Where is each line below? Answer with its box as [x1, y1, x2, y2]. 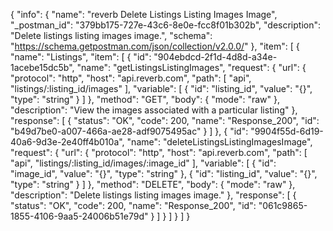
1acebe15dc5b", [10, 62, 75, 73]
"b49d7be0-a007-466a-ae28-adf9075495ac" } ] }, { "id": [10, 125, 249, 137]
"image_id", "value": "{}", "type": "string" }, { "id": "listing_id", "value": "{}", [10, 168, 318, 179]
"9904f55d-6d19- [250, 125, 324, 137]
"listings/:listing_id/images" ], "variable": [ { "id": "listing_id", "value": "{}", [10, 83, 313, 94]
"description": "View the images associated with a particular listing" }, [10, 104, 298, 116]
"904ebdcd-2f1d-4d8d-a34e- [153, 51, 278, 63]
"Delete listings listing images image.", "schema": [10, 30, 213, 41]
